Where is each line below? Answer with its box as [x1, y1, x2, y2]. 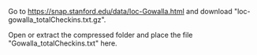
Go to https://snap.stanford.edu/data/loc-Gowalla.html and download [8, 7, 233, 16]
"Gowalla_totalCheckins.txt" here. [8, 38, 117, 48]
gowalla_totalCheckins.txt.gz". [8, 15, 106, 24]
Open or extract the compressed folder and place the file [8, 31, 193, 39]
